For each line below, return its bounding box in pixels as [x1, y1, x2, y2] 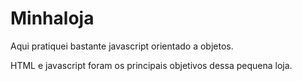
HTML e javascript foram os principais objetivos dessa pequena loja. [10, 59, 293, 71]
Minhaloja [10, 7, 95, 30]
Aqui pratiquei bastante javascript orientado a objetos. [10, 40, 234, 52]
